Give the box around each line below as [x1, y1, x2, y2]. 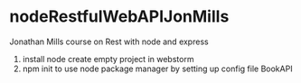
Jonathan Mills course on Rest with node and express [9, 36, 210, 47]
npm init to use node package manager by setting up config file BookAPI [22, 63, 293, 74]
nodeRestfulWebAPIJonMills [9, 6, 230, 27]
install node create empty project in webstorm [22, 53, 194, 64]
